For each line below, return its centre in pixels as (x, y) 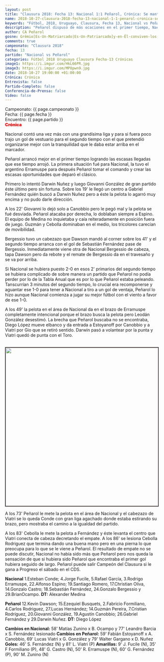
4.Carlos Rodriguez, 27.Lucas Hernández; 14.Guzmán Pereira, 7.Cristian (76, 609)
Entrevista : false (23, 82)
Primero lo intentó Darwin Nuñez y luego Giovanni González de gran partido (81, 184)
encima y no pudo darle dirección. (39, 199)
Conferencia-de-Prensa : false (36, 91)
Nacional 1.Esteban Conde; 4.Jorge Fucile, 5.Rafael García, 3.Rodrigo (74, 579)
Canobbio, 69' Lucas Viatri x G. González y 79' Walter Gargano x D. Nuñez (79, 639)
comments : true (20, 41)
